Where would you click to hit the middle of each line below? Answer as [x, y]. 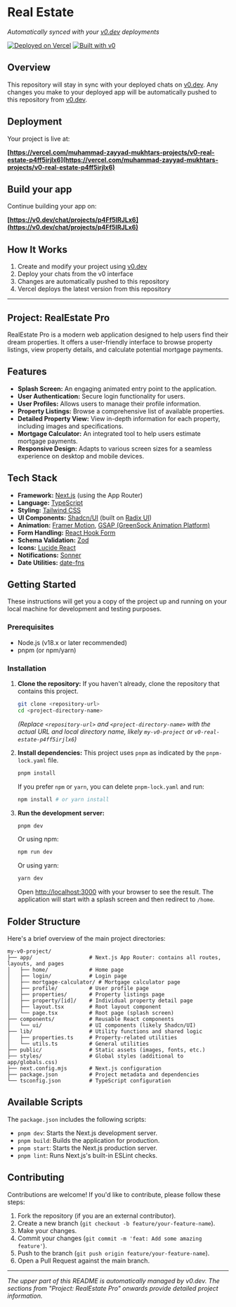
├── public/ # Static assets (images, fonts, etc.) [106, 1050]
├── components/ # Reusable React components [91, 1019]
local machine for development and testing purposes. [85, 609]
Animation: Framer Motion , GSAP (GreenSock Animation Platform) [114, 525]
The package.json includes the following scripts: [77, 1119]
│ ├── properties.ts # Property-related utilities [92, 1037]
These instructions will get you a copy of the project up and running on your [117, 601]
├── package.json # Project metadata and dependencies [103, 1075]
